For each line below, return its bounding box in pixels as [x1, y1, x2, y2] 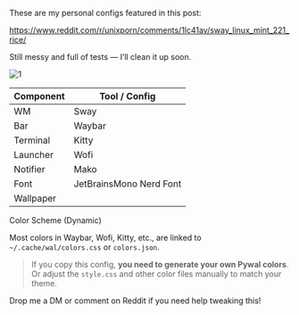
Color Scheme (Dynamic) [9, 215, 103, 226]
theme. [30, 278, 58, 288]
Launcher [13, 149, 54, 161]
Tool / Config [99, 90, 156, 102]
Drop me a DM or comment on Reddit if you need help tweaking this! [9, 295, 262, 306]
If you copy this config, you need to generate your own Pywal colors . [30, 259, 289, 269]
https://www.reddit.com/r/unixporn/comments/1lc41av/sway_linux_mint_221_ [9, 25, 290, 35]
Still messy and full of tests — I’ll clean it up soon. [9, 52, 192, 62]
